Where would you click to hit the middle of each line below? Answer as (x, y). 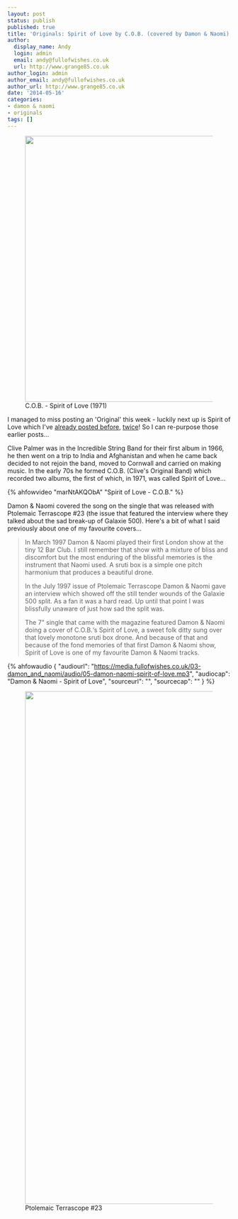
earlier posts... (28, 434)
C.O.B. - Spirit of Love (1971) (66, 406)
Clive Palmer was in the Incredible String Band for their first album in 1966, (116, 448)
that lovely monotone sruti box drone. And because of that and (116, 637)
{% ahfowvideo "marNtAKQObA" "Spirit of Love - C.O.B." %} (96, 492)
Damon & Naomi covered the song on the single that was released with (111, 506)
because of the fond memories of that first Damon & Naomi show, (120, 645)
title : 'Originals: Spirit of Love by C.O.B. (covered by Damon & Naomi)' (120, 34)
